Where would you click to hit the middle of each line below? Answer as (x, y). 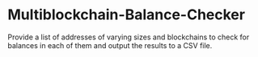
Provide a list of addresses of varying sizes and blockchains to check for (129, 37)
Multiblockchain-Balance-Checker (127, 15)
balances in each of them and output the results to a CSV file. (110, 45)
